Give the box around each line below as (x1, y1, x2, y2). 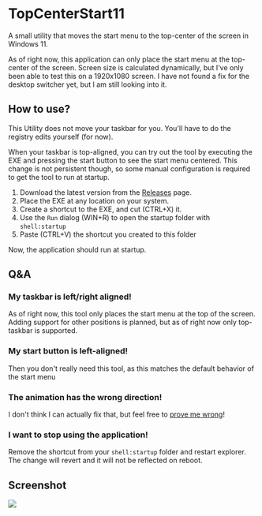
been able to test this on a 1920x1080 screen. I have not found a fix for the (8, 71, 250, 80)
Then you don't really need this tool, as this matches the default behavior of (8, 364, 255, 373)
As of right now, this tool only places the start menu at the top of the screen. (8, 309, 256, 319)
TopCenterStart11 (8, 5, 125, 23)
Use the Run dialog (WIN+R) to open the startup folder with (19, 212, 211, 222)
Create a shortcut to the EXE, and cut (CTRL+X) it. (19, 204, 182, 214)
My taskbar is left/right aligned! (8, 291, 132, 302)
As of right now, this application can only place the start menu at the (8, 54, 230, 64)
